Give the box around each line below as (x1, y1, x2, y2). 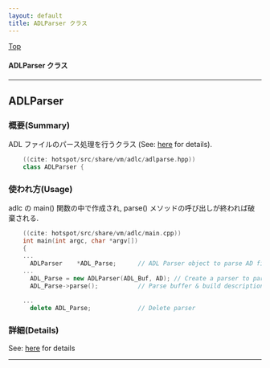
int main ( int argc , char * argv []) (22, 237, 138, 245)
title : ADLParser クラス (8, 19, 88, 27)
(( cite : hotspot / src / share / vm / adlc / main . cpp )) (22, 230, 182, 238)
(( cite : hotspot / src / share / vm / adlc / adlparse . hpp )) (22, 156, 196, 164)
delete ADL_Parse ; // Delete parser (29, 305, 196, 313)
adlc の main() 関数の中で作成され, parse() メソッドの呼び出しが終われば (8, 203, 248, 213)
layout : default (8, 11, 63, 20)
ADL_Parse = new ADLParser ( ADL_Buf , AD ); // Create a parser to (29, 274, 250, 282)
